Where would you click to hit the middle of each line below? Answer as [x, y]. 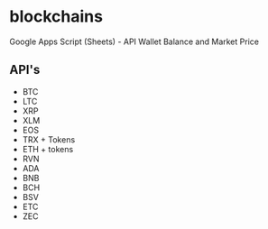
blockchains [56, 17]
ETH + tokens [48, 149]
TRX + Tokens [49, 139]
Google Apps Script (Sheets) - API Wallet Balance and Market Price [134, 41]
